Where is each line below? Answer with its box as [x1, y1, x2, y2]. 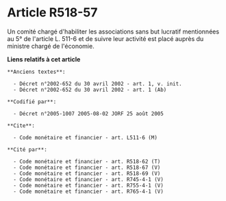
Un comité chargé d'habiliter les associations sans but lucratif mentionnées [7, 27, 220, 36]
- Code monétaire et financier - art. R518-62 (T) [13, 158, 161, 165]
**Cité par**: [7, 146, 48, 153]
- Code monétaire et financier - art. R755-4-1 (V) [13, 182, 164, 189]
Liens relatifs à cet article [7, 55, 81, 63]
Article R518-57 [7, 5, 98, 21]
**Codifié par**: [7, 98, 57, 105]
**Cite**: [7, 122, 36, 129]
